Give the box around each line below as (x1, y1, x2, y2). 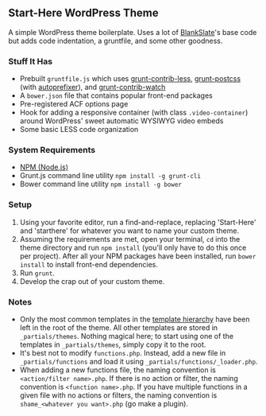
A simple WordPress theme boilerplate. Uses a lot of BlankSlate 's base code (8, 27, 257, 37)
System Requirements (8, 145, 96, 156)
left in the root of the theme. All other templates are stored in (19, 323, 218, 332)
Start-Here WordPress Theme (8, 6, 159, 20)
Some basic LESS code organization (19, 125, 139, 134)
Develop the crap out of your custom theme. (19, 276, 165, 286)
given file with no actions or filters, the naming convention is (19, 391, 218, 400)
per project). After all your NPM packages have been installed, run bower (19, 251, 256, 261)
